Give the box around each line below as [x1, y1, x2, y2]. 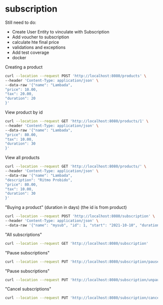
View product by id [5, 109, 43, 115]
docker [12, 54, 27, 60]
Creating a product [5, 64, 43, 70]
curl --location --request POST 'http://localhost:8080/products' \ [5, 73, 147, 78]
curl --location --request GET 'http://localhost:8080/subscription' [5, 241, 149, 246]
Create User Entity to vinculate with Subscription [12, 29, 110, 34]
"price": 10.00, [5, 87, 38, 92]
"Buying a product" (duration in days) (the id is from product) [5, 204, 127, 210]
